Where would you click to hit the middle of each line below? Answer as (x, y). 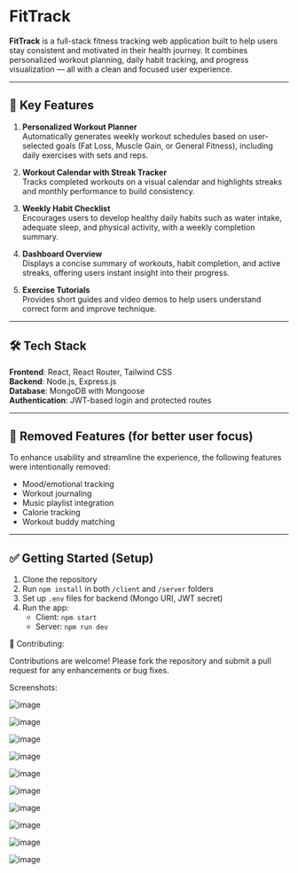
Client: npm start (66, 617)
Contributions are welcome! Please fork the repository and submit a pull (141, 661)
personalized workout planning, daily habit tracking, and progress (129, 59)
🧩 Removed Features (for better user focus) (131, 436)
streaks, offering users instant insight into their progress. (125, 272)
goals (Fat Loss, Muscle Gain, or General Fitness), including (165, 145)
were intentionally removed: (60, 467)
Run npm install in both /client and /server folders (118, 589)
